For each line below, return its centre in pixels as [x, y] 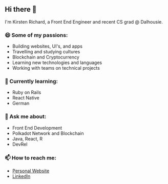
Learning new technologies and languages [57, 63]
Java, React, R [27, 138]
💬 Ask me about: [26, 117]
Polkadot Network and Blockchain [48, 133]
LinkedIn [21, 176]
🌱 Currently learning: [31, 81]
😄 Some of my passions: [36, 35]
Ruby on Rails [27, 92]
